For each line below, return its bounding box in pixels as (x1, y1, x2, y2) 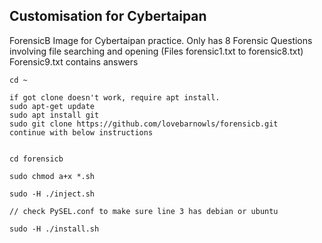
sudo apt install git (9, 110, 100, 120)
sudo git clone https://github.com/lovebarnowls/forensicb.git (9, 119, 279, 129)
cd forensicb (9, 154, 64, 164)
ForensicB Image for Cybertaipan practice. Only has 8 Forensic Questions (9, 34, 313, 46)
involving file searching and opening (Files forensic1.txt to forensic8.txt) (9, 45, 304, 57)
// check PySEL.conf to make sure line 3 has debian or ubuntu (9, 206, 279, 216)
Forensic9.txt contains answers (9, 55, 139, 68)
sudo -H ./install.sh (9, 224, 100, 234)
